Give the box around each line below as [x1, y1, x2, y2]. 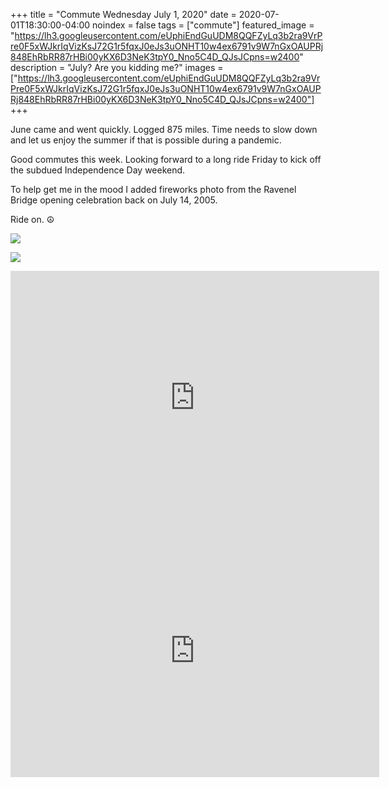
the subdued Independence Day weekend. [10, 164, 186, 176]
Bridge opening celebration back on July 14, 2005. [10, 194, 218, 206]
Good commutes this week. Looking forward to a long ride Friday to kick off [10, 154, 322, 165]
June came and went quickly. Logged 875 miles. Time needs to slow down [10, 124, 318, 135]
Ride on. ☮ [10, 214, 55, 225]
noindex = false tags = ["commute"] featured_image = [92, 19, 315, 31]
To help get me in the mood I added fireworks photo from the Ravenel [10, 184, 297, 195]
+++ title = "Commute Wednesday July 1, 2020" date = [10, 9, 237, 20]
